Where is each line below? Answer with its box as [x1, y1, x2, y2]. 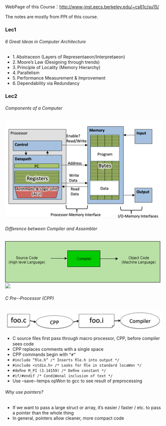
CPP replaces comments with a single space [12, 346, 104, 352]
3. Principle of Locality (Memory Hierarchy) [12, 65, 101, 71]
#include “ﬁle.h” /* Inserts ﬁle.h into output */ [12, 357, 120, 362]
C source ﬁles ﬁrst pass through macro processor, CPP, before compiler [12, 335, 160, 341]
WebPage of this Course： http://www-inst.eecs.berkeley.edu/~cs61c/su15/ [5, 4, 160, 9]
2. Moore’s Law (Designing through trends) [12, 59, 100, 65]
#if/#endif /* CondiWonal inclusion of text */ [12, 373, 113, 378]
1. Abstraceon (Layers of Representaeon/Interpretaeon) [12, 54, 125, 60]
